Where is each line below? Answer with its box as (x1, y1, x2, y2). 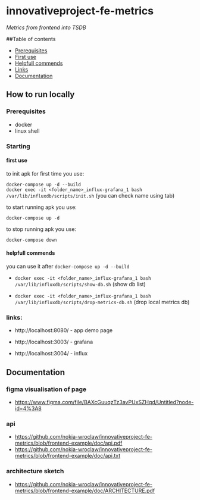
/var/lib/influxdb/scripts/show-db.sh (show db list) (14, 280, 146, 287)
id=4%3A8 (14, 405, 42, 412)
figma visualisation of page (6, 385, 87, 393)
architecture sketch (6, 467, 64, 476)
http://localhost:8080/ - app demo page (14, 327, 113, 334)
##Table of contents (6, 35, 56, 42)
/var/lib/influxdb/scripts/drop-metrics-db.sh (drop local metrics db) (14, 298, 190, 305)
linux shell (14, 127, 40, 135)
